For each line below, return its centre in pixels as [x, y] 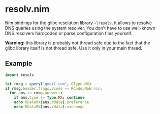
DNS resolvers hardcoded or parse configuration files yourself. [69, 33]
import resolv [20, 75]
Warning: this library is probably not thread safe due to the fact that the [78, 42]
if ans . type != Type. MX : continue [49, 98]
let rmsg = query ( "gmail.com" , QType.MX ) [48, 84]
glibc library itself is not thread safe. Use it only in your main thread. [74, 48]
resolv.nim [27, 9]
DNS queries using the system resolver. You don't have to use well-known [80, 28]
